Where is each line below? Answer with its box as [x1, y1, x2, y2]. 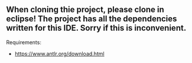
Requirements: [6, 38, 41, 46]
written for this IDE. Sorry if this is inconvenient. [6, 23, 187, 33]
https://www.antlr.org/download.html [14, 50, 105, 57]
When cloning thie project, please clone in [6, 5, 164, 15]
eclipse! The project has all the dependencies [6, 14, 177, 24]
